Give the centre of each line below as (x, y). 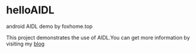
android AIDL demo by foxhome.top (49, 26)
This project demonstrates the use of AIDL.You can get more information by (98, 37)
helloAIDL (30, 10)
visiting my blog (25, 44)
